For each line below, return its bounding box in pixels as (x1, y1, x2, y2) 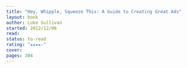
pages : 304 (6, 53, 33, 59)
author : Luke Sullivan (6, 20, 62, 25)
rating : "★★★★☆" (6, 42, 46, 48)
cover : (6, 47, 23, 53)
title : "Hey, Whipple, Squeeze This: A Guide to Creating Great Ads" (6, 8, 182, 15)
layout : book (6, 14, 39, 20)
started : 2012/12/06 (6, 25, 58, 31)
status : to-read (6, 36, 46, 42)
